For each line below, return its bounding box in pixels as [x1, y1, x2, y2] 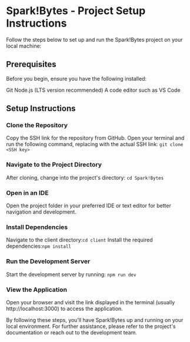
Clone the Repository [6, 121, 68, 130]
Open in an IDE [6, 188, 49, 197]
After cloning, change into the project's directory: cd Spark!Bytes [6, 174, 164, 181]
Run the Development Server [6, 257, 91, 265]
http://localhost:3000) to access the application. [6, 305, 124, 312]
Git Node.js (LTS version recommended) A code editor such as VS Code [6, 87, 181, 94]
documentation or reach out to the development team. [6, 328, 137, 336]
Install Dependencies [6, 223, 68, 231]
